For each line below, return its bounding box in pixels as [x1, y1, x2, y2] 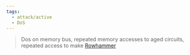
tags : [6, 8, 20, 15]
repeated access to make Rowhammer [20, 42, 116, 49]
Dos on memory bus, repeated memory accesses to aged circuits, [20, 36, 185, 43]
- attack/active [11, 14, 52, 20]
